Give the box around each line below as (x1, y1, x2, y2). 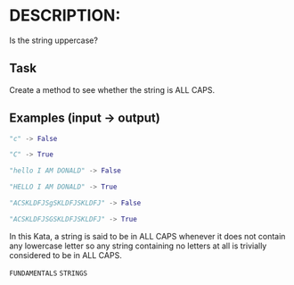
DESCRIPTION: (9, 5, 121, 26)
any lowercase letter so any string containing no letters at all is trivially (9, 240, 267, 251)
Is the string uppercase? (9, 35, 98, 46)
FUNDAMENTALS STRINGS (9, 269, 87, 278)
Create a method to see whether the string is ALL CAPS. (9, 84, 216, 95)
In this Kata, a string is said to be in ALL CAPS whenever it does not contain (9, 231, 286, 241)
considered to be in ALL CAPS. (9, 249, 122, 260)
